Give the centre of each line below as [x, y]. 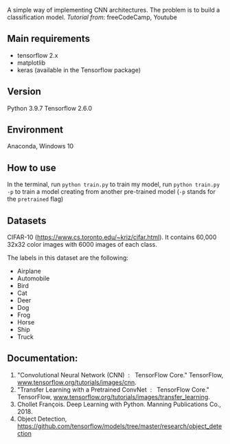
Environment [35, 130]
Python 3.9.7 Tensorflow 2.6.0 [50, 108]
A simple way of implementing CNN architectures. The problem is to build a [114, 10]
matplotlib [31, 63]
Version [24, 92]
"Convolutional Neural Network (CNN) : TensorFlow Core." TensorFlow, [120, 375]
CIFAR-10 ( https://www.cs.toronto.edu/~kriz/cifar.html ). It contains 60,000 [112, 237]
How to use [32, 168]
